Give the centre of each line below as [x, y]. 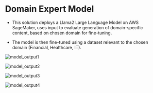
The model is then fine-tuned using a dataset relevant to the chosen [80, 42]
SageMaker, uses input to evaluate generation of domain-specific [77, 27]
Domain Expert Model [50, 9]
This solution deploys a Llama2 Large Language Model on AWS [75, 22]
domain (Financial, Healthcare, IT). [47, 47]
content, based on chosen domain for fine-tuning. [62, 33]
